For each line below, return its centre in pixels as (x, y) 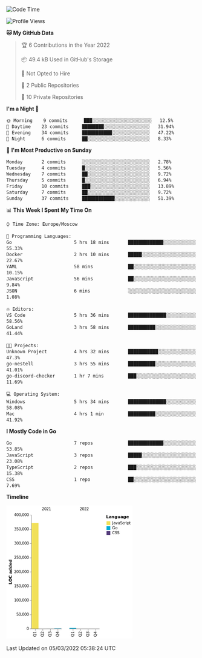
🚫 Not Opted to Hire (46, 73)
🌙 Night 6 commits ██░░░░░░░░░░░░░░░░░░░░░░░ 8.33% (89, 139)
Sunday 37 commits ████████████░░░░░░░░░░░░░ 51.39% (90, 198)
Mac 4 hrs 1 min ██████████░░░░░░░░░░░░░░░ (101, 414)
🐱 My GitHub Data (30, 33)
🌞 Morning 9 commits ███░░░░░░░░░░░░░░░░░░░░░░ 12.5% (90, 121)
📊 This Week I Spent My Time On (49, 210)
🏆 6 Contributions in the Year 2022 (65, 45)
